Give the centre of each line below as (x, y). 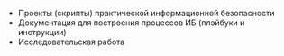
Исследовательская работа (71, 42)
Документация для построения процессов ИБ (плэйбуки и (131, 23)
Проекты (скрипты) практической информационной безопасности (146, 13)
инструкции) (42, 32)
